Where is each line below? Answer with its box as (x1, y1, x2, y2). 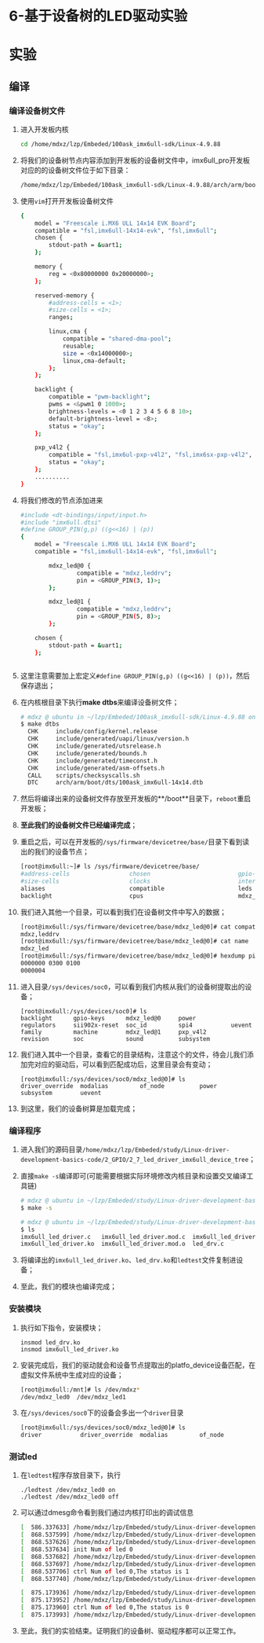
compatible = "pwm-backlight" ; (49, 393, 151, 401)
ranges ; (49, 314, 74, 322)
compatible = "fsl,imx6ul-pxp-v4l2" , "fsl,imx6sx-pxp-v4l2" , (49, 451, 253, 459)
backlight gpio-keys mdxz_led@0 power (20, 1014, 197, 1022)
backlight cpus (20, 891, 144, 900)
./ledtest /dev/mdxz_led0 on (20, 1487, 116, 1494)
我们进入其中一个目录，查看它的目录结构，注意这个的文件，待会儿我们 (20, 1049, 248, 1059)
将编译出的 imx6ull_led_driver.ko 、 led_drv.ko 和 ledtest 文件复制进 (20, 1255, 237, 1265)
